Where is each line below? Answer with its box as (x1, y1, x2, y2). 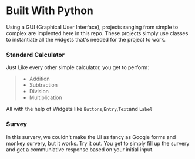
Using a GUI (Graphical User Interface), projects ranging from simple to (6, 23, 179, 31)
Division (29, 88, 49, 95)
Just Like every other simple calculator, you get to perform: (6, 64, 150, 71)
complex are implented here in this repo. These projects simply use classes (6, 29, 189, 36)
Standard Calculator (6, 50, 65, 59)
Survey (6, 120, 28, 128)
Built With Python (6, 4, 94, 18)
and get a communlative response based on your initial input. (6, 146, 154, 153)
